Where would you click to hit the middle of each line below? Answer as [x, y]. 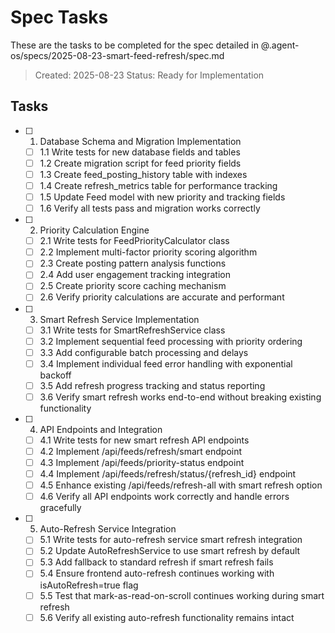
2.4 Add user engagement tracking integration [135, 275]
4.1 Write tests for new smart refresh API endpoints [144, 440]
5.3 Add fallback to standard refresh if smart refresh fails [156, 562]
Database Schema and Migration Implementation [140, 141]
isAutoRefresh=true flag [89, 585]
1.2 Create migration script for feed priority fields [140, 163]
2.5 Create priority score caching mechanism [133, 286]
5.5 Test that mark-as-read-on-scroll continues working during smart [182, 595]
